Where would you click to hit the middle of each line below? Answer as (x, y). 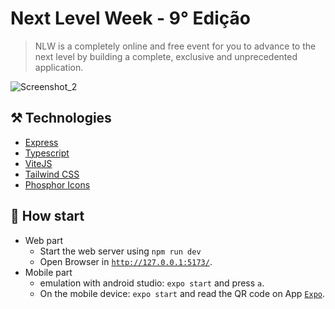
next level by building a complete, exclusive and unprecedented (166, 56)
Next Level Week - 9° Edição (130, 18)
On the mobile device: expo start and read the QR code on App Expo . (182, 293)
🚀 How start (47, 216)
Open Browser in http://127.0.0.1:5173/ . (126, 261)
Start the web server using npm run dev (120, 251)
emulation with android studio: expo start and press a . (152, 283)
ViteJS (38, 163)
